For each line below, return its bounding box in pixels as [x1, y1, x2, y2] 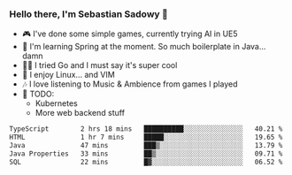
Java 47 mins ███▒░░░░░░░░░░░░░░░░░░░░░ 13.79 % [9, 141, 283, 150]
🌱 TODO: [21, 88, 55, 100]
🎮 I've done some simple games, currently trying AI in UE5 [21, 28, 238, 39]
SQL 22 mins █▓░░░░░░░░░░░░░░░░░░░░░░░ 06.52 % [9, 157, 283, 166]
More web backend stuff [35, 108, 126, 118]
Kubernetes [35, 98, 78, 109]
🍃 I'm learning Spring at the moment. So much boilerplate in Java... [21, 42, 266, 52]
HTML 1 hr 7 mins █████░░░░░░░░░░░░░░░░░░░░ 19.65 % [9, 133, 283, 142]
